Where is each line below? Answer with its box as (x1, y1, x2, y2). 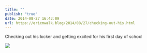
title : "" (5, 7, 25, 12)
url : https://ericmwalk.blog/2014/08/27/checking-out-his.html (5, 20, 135, 26)
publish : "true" (5, 12, 38, 16)
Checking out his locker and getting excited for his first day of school (5, 34, 143, 40)
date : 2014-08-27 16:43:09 (5, 16, 59, 21)
